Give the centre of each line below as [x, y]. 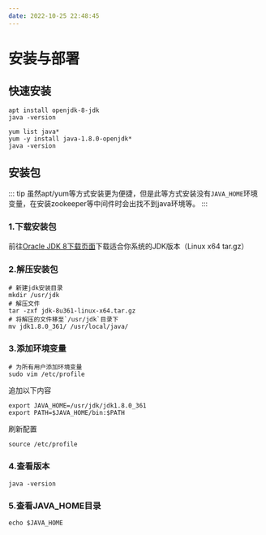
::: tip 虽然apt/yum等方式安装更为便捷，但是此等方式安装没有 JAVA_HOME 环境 [133, 194]
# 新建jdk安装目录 [36, 288]
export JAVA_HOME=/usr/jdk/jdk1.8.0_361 [78, 406]
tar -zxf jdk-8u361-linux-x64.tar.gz [72, 311]
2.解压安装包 [33, 269]
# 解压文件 [24, 304]
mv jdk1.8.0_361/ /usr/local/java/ [69, 327]
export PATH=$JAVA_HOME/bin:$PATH [67, 413]
